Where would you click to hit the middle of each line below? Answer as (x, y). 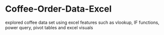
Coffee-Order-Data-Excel (59, 9)
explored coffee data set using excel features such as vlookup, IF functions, (82, 22)
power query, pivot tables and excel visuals (49, 27)
